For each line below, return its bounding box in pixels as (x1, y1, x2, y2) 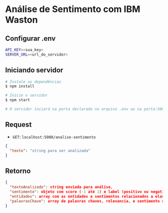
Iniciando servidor (5, 66, 63, 75)
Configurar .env (5, 34, 56, 43)
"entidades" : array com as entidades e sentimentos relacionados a (9, 194, 153, 199)
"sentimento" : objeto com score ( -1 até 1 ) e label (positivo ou (9, 189, 149, 194)
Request (5, 120, 32, 129)
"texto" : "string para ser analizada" (9, 148, 91, 153)
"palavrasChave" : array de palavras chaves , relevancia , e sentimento (9, 198, 160, 203)
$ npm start (5, 98, 30, 103)
